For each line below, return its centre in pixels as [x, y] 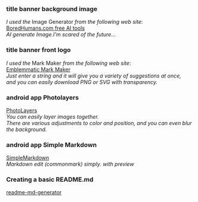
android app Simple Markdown [52, 145]
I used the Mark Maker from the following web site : [69, 63]
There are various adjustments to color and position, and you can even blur [99, 123]
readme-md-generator [34, 192]
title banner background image [52, 9]
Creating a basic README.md [50, 179]
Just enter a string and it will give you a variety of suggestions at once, [94, 76]
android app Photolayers [43, 97]
